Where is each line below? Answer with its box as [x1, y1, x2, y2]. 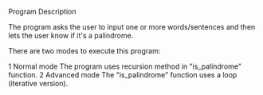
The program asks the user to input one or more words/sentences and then [8, 22, 256, 31]
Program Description [8, 7, 77, 16]
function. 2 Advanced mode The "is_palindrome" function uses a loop [8, 70, 237, 79]
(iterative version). [8, 79, 69, 88]
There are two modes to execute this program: [8, 46, 161, 55]
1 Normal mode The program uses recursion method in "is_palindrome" [8, 61, 241, 71]
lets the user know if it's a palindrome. [8, 31, 134, 40]
